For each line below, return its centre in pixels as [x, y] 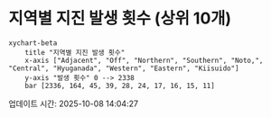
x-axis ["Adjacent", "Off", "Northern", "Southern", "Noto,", [144, 60]
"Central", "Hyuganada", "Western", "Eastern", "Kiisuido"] [124, 68]
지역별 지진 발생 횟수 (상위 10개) [120, 18]
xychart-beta [33, 43]
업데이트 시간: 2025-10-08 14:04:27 [74, 103]
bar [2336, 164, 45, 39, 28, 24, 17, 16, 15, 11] [120, 85]
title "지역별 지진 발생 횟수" [75, 52]
